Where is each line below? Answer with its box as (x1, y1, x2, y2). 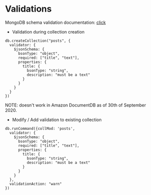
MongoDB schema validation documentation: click (5, 19, 106, 25)
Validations (5, 3, 52, 15)
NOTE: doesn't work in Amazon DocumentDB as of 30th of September (5, 102, 146, 108)
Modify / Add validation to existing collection (12, 117, 102, 123)
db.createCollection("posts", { (5, 38, 71, 43)
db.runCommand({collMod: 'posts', (5, 126, 75, 131)
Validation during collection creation (12, 29, 85, 35)
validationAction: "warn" (9, 181, 62, 186)
